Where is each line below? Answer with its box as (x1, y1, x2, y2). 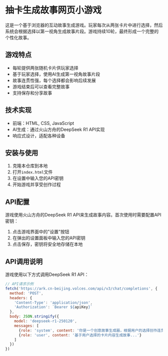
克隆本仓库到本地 (12, 163, 48, 169)
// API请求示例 (5, 281, 34, 286)
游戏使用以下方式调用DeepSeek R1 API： (5, 271, 89, 277)
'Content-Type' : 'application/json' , (14, 300, 93, 305)
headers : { (9, 295, 32, 300)
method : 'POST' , (9, 290, 43, 295)
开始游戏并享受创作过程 (12, 181, 61, 187)
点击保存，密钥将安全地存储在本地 (12, 241, 83, 247)
